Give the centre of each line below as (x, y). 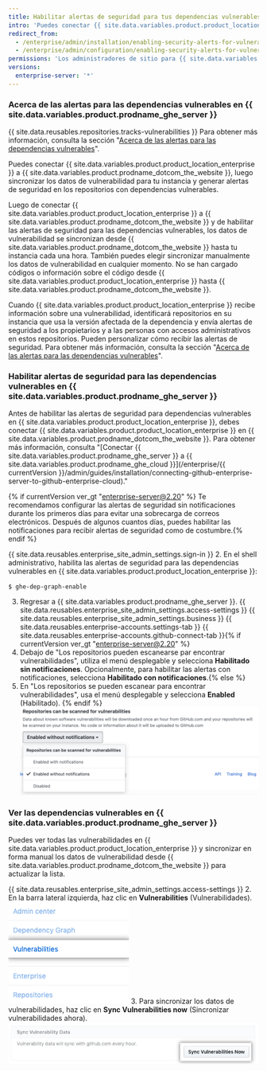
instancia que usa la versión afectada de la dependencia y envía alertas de (130, 322)
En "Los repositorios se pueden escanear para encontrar (113, 686)
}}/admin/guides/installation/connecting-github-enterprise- (155, 473)
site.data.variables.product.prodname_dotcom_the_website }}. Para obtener (132, 439)
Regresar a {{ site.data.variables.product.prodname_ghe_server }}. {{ (133, 602)
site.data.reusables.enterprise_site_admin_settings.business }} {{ (126, 619)
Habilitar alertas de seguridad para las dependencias (112, 376)
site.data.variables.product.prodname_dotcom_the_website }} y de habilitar (131, 222)
